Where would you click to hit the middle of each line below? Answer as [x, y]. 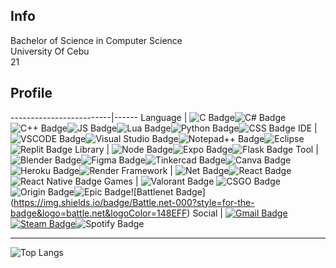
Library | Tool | [196, 149]
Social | [207, 213]
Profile [31, 93]
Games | [121, 181]
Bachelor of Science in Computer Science [96, 40]
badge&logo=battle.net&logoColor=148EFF [99, 213]
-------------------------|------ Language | [99, 117]
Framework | [147, 170]
